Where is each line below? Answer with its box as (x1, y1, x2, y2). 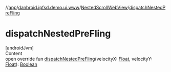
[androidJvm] (5, 45, 34, 51)
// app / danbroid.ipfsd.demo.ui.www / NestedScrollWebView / (5, 5, 130, 10)
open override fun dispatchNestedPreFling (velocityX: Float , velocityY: (5, 56, 153, 62)
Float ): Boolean (5, 61, 37, 67)
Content (5, 50, 23, 56)
